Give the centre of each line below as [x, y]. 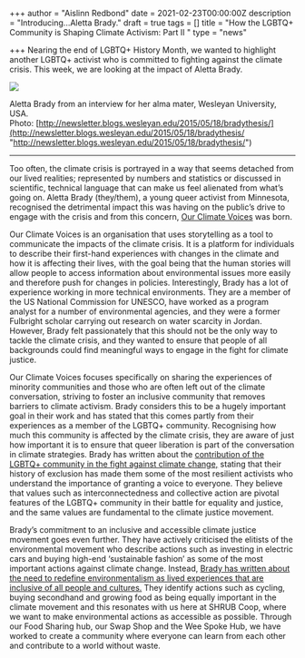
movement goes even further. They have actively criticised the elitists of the [151, 540]
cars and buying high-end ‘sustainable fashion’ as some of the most [136, 559]
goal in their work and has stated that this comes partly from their [132, 416]
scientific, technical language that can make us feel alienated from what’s [147, 188]
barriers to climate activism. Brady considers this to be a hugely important [148, 406]
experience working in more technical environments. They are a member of [150, 292]
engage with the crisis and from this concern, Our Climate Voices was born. [151, 216]
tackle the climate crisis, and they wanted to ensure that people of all [138, 340]
